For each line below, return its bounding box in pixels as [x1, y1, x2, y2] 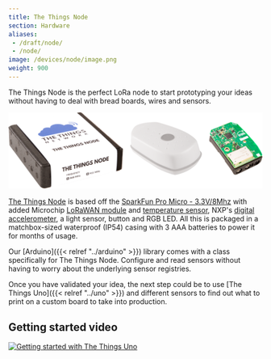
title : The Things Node [8, 13, 89, 21]
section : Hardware [8, 21, 70, 30]
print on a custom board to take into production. [8, 297, 168, 306]
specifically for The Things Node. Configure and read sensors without [8, 256, 241, 265]
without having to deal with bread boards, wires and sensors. [8, 95, 211, 105]
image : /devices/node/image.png [8, 56, 117, 64]
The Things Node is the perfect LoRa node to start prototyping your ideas [8, 87, 252, 97]
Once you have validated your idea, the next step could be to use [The [8, 280, 242, 289]
